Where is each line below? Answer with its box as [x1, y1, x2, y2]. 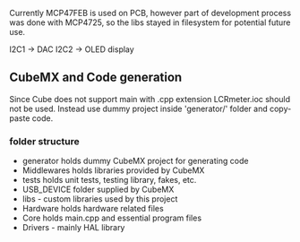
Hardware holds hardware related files [21, 203, 164, 214]
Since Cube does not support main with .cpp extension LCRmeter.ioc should [9, 93, 291, 104]
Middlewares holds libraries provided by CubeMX [21, 165, 205, 176]
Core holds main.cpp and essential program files [21, 212, 202, 223]
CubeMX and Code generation [9, 70, 183, 85]
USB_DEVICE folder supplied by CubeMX [21, 184, 175, 195]
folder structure [9, 134, 81, 147]
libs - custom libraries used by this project [21, 194, 178, 204]
